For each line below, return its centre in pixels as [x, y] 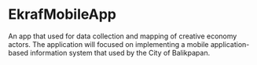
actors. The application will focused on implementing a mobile [108, 44]
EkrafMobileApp [62, 14]
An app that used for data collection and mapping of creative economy [123, 36]
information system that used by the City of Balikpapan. [120, 52]
